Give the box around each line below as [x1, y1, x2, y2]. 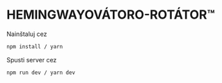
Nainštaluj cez [6, 30, 47, 38]
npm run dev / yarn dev [6, 69, 76, 76]
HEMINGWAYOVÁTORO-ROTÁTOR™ [6, 7, 215, 23]
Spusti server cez [6, 55, 57, 64]
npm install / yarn [6, 43, 63, 50]
